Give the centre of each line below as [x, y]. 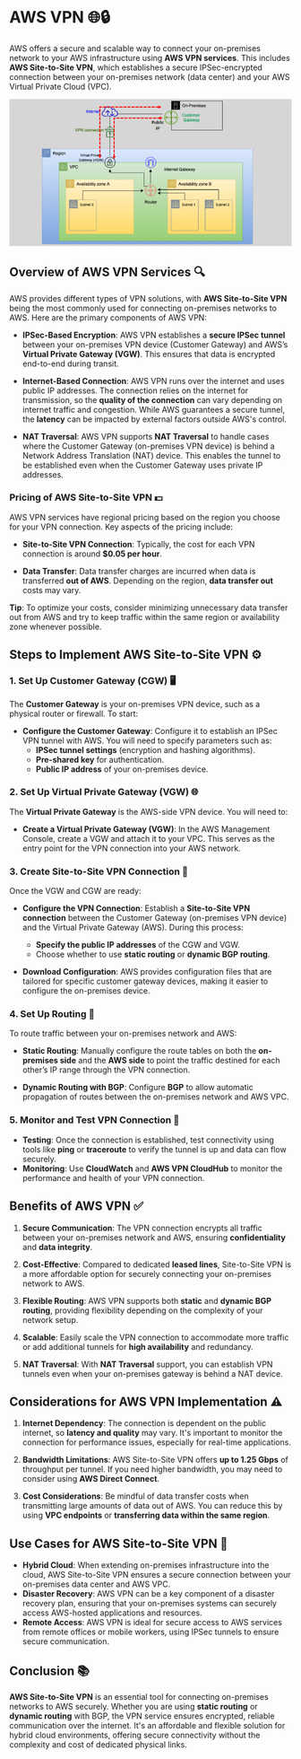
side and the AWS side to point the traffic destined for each [170, 1061]
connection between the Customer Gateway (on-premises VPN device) [155, 918]
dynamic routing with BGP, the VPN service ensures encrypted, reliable [142, 1716]
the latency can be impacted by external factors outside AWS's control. [154, 419]
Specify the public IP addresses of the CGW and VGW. [138, 945]
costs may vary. [52, 590]
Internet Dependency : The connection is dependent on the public [144, 1423]
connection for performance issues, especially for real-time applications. [156, 1442]
